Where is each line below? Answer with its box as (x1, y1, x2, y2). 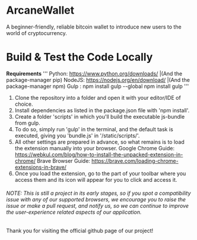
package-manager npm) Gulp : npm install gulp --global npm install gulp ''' (6, 83, 189, 90)
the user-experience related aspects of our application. (6, 209, 142, 216)
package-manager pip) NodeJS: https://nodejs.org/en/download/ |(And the (6, 76, 190, 83)
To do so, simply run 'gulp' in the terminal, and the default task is (14, 125, 173, 132)
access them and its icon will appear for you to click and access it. (14, 176, 177, 183)
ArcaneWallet (6, 4, 75, 17)
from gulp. (14, 119, 40, 127)
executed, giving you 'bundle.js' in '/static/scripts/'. (14, 132, 140, 139)
